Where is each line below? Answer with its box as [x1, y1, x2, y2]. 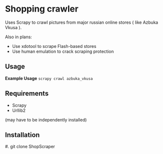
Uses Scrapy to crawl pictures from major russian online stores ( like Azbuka [5, 19, 158, 25]
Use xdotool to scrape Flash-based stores [12, 43, 96, 49]
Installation [5, 131, 40, 139]
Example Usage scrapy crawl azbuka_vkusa [5, 75, 93, 81]
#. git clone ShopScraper [5, 144, 55, 150]
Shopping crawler [5, 3, 79, 15]
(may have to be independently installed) [5, 117, 87, 123]
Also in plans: [5, 34, 32, 40]
